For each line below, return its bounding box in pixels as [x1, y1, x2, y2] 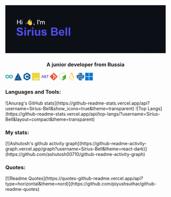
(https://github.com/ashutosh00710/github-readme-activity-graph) [5, 151, 146, 157]
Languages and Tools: [5, 88, 61, 95]
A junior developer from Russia [46, 61, 125, 68]
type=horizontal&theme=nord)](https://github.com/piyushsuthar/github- [5, 181, 157, 187]
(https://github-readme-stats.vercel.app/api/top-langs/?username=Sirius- [5, 111, 160, 117]
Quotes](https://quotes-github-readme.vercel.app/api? [28, 175, 144, 182]
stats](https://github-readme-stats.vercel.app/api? [44, 100, 150, 106]
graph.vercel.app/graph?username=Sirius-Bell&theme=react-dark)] [5, 146, 147, 152]
